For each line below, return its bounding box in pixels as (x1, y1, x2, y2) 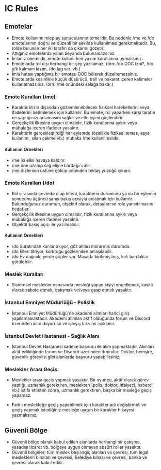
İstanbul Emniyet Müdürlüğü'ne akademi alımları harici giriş (11, 310, 129, 316)
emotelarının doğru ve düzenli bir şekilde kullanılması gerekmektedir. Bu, (11, 40, 156, 46)
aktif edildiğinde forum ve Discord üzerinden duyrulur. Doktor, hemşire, (11, 348, 154, 354)
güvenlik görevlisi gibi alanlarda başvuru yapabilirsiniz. (11, 354, 121, 360)
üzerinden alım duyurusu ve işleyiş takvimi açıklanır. (11, 320, 115, 326)
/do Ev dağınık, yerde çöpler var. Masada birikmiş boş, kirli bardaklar (11, 254, 149, 259)
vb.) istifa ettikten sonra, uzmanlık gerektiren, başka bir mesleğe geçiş (11, 387, 152, 393)
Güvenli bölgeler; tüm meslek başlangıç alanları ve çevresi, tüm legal (11, 449, 149, 455)
